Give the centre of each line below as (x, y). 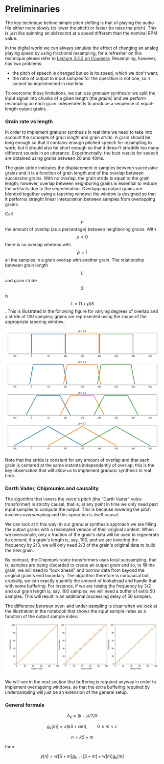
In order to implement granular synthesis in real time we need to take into (79, 132)
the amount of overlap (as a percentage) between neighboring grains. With (81, 229)
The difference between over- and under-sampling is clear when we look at (81, 606)
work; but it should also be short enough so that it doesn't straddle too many (82, 148)
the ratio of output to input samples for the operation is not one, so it (81, 78)
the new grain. (20, 550)
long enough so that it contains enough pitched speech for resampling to (79, 143)
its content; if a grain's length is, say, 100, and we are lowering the (72, 540)
